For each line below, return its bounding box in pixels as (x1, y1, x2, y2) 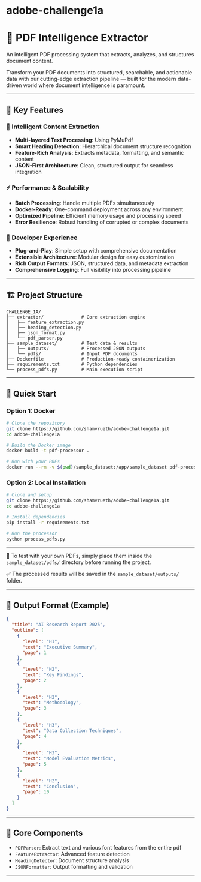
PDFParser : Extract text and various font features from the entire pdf (14, 844, 182, 851)
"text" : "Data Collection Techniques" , (22, 727, 121, 734)
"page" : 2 (22, 677, 47, 683)
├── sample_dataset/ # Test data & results (6, 340, 138, 347)
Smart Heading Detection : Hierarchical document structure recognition (14, 142, 191, 150)
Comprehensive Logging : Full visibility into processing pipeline (14, 266, 172, 274)
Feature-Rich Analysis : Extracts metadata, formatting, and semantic (14, 149, 184, 156)
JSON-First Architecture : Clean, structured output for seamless (14, 161, 173, 169)
